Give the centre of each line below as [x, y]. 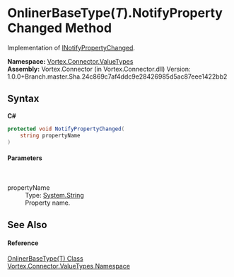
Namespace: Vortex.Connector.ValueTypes [70, 61]
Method [88, 28]
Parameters [25, 158]
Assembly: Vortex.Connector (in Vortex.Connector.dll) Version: [99, 69]
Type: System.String [55, 195]
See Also [27, 225]
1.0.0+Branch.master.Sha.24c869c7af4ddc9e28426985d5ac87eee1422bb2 [117, 77]
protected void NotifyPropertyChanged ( [66, 129]
